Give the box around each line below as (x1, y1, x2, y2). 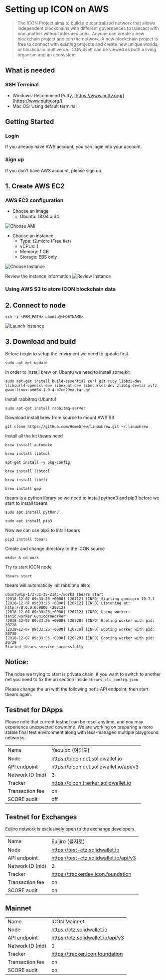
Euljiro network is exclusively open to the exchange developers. (5, 826, 136, 832)
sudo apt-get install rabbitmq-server (5, 406, 86, 411)
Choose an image (12, 208, 49, 214)
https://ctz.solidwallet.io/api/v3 (51, 934, 125, 941)
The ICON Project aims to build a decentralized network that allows (17, 20, 156, 26)
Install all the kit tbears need (5, 432, 63, 439)
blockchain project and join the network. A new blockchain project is (17, 36, 158, 42)
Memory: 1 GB (19, 249, 49, 255)
